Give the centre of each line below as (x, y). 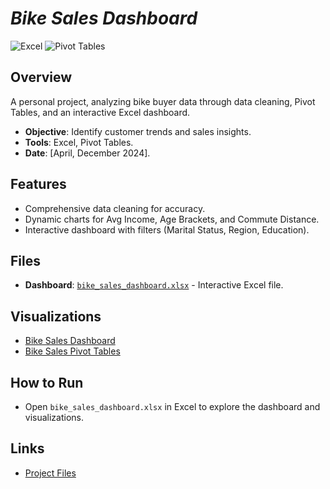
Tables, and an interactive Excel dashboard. (100, 112)
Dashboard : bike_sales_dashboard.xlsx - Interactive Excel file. (154, 285)
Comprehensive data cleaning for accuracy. (115, 208)
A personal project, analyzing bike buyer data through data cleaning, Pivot (163, 101)
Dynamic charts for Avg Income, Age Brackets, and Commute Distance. (172, 219)
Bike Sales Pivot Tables (72, 351)
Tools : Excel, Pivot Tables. (79, 142)
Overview (41, 77)
